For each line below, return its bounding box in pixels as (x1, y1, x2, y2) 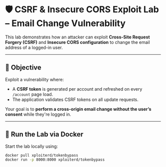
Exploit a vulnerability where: (5, 76, 64, 82)
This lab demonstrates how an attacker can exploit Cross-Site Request (5, 34, 150, 40)
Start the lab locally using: (5, 143, 58, 149)
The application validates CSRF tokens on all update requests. (12, 97, 139, 102)
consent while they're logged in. (5, 111, 72, 117)
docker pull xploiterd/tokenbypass (5, 153, 79, 158)
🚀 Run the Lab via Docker (5, 130, 83, 138)
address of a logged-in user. (5, 44, 63, 50)
